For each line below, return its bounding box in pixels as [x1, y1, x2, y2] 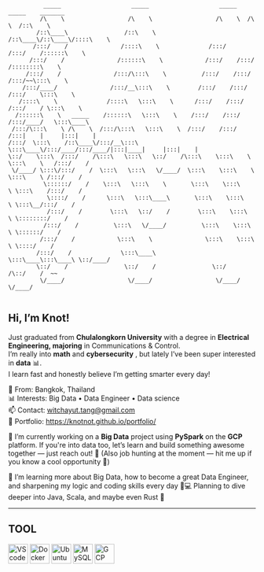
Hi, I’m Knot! [8, 312, 70, 325]
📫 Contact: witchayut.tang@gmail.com [8, 405, 136, 415]
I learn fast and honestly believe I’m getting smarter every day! [8, 369, 211, 378]
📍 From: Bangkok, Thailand [8, 384, 96, 394]
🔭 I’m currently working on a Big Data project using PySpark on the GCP [8, 431, 243, 441]
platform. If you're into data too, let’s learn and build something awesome [8, 440, 245, 449]
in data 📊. [8, 358, 42, 367]
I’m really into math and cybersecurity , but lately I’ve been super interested [8, 349, 256, 359]
